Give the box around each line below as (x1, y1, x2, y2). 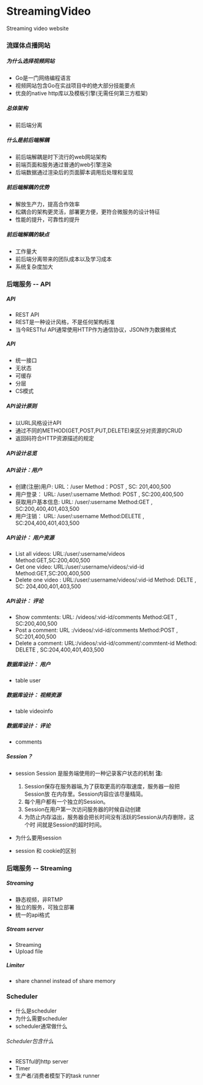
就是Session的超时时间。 (42, 821, 105, 828)
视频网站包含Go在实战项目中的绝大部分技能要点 (15, 82, 136, 89)
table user (15, 677, 41, 684)
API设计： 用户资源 (6, 534, 54, 542)
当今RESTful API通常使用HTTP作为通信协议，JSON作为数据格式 (15, 325, 176, 333)
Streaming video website (6, 25, 69, 32)
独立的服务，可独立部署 (15, 903, 75, 911)
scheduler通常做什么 (15, 1022, 68, 1030)
